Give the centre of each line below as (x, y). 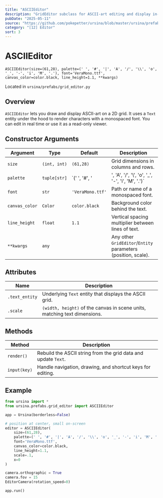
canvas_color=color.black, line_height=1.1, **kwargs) (62, 77)
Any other (122, 237)
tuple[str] (55, 178)
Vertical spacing (130, 216)
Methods (19, 331)
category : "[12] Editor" (30, 28)
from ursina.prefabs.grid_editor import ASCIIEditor (59, 406)
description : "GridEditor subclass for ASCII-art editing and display (78, 14)
